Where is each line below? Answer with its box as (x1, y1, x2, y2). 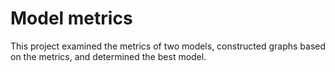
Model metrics (10, 7, 133, 30)
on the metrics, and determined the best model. (10, 50, 207, 62)
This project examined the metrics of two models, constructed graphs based (10, 40, 327, 52)
